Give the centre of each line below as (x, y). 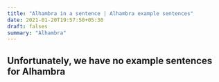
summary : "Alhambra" (37, 33)
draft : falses (28, 26)
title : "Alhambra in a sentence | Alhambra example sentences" (100, 13)
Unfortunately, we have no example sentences (110, 60)
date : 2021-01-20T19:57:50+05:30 (55, 20)
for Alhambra (36, 71)
